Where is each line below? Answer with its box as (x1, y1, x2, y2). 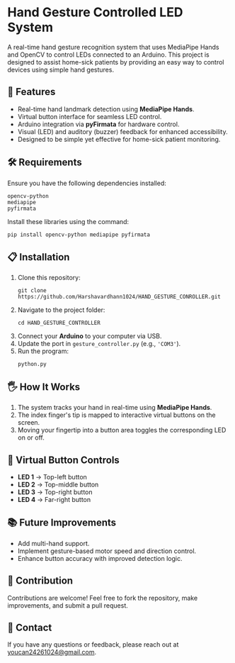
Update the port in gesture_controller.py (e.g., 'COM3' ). (17, 340, 181, 348)
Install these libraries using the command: (7, 217, 130, 225)
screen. (17, 418, 40, 427)
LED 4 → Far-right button (17, 496, 91, 503)
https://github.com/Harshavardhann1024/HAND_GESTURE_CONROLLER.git (17, 294, 221, 301)
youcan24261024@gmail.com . (7, 648, 97, 657)
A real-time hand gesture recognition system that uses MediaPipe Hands (7, 43, 219, 51)
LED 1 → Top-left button (17, 473, 87, 481)
